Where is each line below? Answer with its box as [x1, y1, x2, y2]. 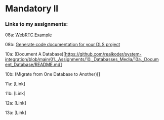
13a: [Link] [5, 110, 26, 116]
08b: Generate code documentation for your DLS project [5, 42, 120, 48]
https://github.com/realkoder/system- [65, 51, 142, 57]
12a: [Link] [5, 100, 26, 106]
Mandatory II [5, 3, 58, 14]
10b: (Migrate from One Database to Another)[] [5, 71, 100, 77]
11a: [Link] [5, 81, 26, 87]
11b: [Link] [5, 90, 26, 97]
